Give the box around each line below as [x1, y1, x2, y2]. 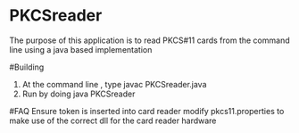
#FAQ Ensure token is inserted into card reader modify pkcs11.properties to [9, 105, 285, 116]
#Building [9, 62, 45, 72]
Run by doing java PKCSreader [21, 88, 136, 99]
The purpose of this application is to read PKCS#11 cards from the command [9, 35, 290, 46]
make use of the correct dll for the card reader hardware [9, 115, 217, 126]
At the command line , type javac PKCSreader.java [21, 79, 207, 89]
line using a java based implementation [9, 44, 153, 54]
